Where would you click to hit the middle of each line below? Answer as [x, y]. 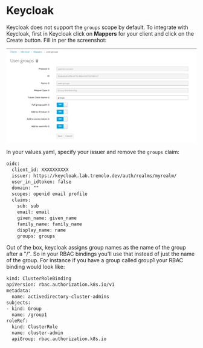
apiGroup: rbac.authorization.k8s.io [59, 339]
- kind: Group [24, 309]
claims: [21, 200]
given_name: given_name [47, 218]
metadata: [19, 291]
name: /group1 [29, 315]
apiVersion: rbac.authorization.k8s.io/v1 [60, 285]
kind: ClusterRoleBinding [39, 279]
